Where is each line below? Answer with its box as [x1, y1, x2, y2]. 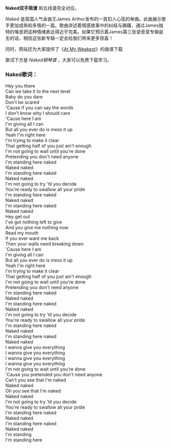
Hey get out [5, 214, 30, 220]
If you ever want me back [5, 235, 59, 241]
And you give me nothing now [5, 225, 69, 231]
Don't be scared [5, 99, 40, 106]
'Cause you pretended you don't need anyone [5, 372, 103, 378]
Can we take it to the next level [5, 88, 71, 94]
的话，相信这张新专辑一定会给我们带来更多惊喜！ [9, 35, 113, 41]
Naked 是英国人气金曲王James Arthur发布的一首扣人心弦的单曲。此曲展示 [5, 16, 162, 22]
